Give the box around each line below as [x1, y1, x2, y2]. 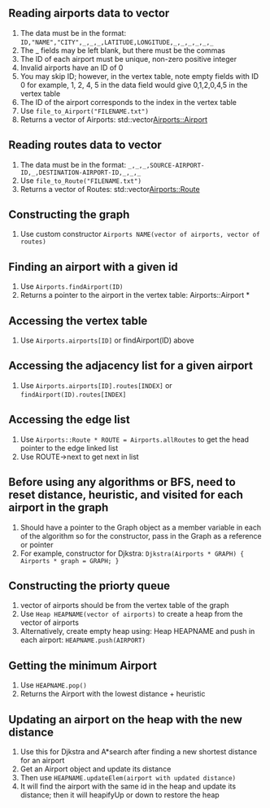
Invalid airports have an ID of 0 [20, 63, 124, 72]
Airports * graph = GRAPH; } [20, 557, 120, 565]
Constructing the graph [8, 207, 130, 222]
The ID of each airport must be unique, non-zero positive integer [20, 54, 237, 63]
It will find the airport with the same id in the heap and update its [20, 781, 237, 791]
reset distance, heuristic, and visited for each [8, 488, 244, 502]
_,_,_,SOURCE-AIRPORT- [128, 161, 205, 169]
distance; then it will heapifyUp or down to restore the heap [20, 789, 220, 800]
